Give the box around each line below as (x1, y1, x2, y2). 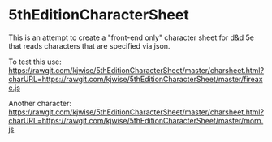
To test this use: (8, 57, 63, 67)
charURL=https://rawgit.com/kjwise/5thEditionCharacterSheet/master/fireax (8, 74, 263, 84)
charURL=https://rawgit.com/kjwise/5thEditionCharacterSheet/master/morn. (8, 115, 264, 125)
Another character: (8, 98, 71, 108)
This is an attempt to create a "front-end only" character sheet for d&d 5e (8, 32, 254, 42)
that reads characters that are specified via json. (8, 41, 171, 50)
